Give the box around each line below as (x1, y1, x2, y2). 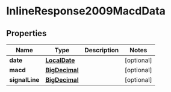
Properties (6, 28, 47, 38)
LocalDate (45, 56, 75, 64)
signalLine (9, 76, 40, 84)
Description (84, 46, 119, 54)
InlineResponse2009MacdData (6, 4, 166, 18)
